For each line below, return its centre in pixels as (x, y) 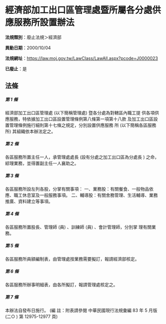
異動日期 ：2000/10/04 (28, 48)
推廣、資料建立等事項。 (29, 202)
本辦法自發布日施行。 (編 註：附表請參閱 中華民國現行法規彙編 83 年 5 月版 (81, 311)
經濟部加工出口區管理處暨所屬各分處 (79, 10)
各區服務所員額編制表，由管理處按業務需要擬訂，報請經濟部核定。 (72, 259)
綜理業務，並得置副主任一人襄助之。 (42, 163)
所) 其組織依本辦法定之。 (30, 131)
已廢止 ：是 (16, 69)
